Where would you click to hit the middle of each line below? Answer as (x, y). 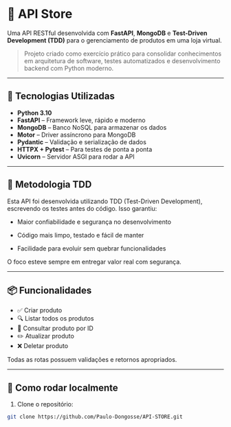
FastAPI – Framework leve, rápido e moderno (81, 120)
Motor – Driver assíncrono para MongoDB (76, 135)
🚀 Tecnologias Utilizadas (61, 96)
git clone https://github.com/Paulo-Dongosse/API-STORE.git (95, 417)
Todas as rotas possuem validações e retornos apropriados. (92, 360)
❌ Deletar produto (43, 346)
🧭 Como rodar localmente (63, 388)
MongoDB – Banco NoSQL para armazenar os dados (92, 127)
